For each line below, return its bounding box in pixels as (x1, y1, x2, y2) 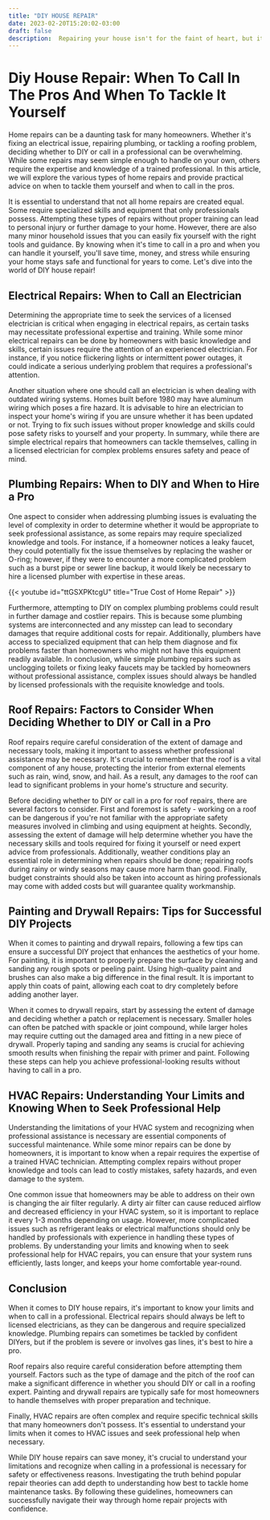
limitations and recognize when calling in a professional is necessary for (8, 1461, 247, 1471)
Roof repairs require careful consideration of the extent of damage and (8, 737, 243, 746)
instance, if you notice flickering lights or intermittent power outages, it (8, 353, 243, 363)
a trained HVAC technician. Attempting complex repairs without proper (8, 1157, 242, 1167)
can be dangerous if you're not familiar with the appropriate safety (8, 812, 228, 822)
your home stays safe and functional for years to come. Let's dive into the (8, 257, 253, 267)
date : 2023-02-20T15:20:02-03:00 (8, 19, 121, 27)
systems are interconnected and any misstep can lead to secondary (8, 620, 233, 629)
